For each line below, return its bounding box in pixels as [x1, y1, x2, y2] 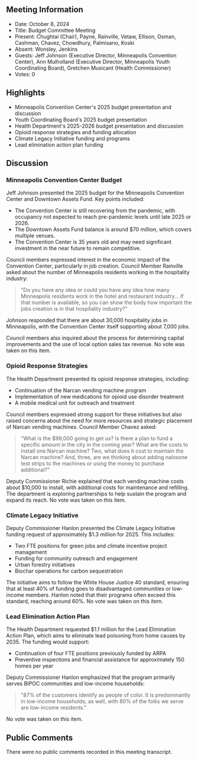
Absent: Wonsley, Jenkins [14, 45, 78, 53]
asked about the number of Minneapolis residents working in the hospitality [6, 269, 190, 276]
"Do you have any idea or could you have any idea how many [20, 287, 170, 294]
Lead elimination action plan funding [14, 141, 103, 148]
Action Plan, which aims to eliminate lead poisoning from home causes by [6, 632, 186, 639]
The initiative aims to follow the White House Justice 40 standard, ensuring [6, 578, 189, 586]
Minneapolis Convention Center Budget [6, 175, 122, 184]
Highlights [6, 88, 46, 98]
